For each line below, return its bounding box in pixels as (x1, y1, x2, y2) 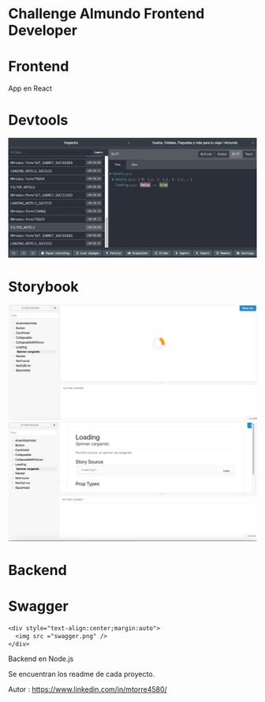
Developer (8, 21, 77, 39)
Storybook (8, 278, 79, 296)
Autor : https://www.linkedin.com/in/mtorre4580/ (8, 685, 167, 694)
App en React (8, 84, 53, 93)
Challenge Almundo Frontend (8, 5, 205, 23)
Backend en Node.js (8, 654, 74, 663)
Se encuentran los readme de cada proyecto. (8, 670, 155, 679)
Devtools (8, 111, 69, 129)
